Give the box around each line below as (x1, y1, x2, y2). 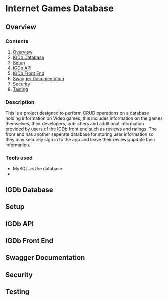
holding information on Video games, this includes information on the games (5, 115, 163, 121)
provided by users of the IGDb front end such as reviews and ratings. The (5, 126, 157, 132)
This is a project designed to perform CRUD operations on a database (5, 110, 149, 116)
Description (5, 98, 35, 105)
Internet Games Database (5, 3, 114, 14)
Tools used (5, 154, 33, 161)
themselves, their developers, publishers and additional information (5, 121, 144, 127)
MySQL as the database (12, 166, 63, 172)
